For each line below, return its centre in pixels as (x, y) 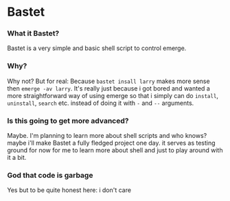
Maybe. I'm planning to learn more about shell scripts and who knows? (107, 136)
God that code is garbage (50, 175)
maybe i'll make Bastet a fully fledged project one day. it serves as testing (111, 143)
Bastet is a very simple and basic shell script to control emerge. (97, 48)
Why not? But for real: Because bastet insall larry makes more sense (109, 81)
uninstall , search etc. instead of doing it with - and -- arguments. (101, 103)
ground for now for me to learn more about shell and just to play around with (115, 150)
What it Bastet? (33, 34)
